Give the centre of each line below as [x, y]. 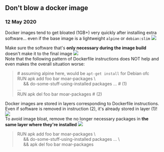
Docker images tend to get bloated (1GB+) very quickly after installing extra [81, 32]
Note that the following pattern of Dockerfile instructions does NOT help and [82, 58]
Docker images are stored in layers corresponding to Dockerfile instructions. [82, 103]
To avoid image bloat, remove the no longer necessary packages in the [77, 118]
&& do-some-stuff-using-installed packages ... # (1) [75, 84]
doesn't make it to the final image [39, 54]
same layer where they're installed [41, 124]
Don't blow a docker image [47, 8]
